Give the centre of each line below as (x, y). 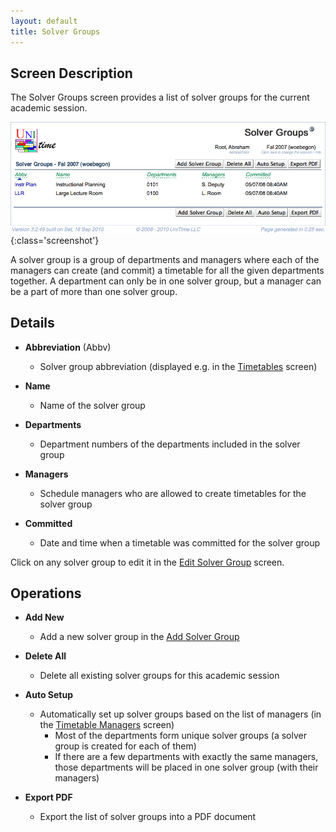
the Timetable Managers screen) (107, 725)
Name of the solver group (92, 405)
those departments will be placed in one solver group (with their (186, 767)
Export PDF (48, 797)
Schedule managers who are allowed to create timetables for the (173, 493)
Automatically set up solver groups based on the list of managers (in (180, 714)
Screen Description (71, 73)
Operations (46, 593)
